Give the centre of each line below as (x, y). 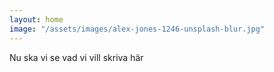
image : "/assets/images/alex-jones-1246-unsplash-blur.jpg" (137, 29)
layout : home (36, 19)
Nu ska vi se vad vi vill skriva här (76, 57)
